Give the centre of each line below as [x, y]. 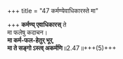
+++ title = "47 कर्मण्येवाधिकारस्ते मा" [53, 11]
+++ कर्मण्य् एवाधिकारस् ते [37, 25]
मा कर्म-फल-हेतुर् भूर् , [31, 40]
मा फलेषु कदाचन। [27, 32]
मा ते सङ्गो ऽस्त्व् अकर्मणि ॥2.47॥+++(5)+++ [62, 48]
